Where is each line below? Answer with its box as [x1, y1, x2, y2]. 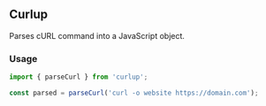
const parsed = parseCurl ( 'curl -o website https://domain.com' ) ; [9, 88, 259, 97]
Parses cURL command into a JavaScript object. [9, 30, 186, 41]
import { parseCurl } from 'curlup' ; [9, 72, 148, 82]
